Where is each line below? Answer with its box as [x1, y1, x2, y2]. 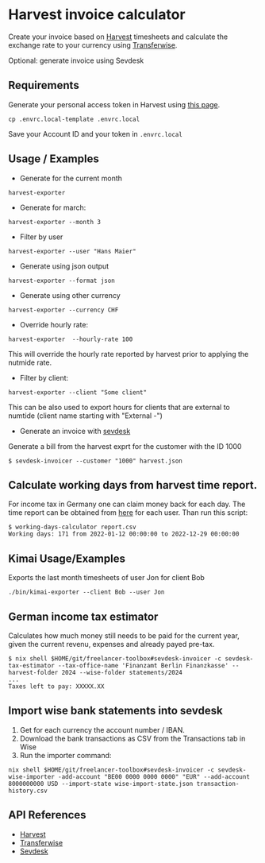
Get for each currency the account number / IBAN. [19, 725, 185, 734]
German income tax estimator [8, 610, 159, 623]
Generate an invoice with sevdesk [19, 426, 131, 435]
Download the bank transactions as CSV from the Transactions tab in [19, 733, 246, 743]
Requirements [8, 79, 79, 92]
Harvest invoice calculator [8, 6, 186, 24]
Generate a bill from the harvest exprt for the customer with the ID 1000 [8, 441, 242, 451]
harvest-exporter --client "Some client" [8, 388, 148, 397]
